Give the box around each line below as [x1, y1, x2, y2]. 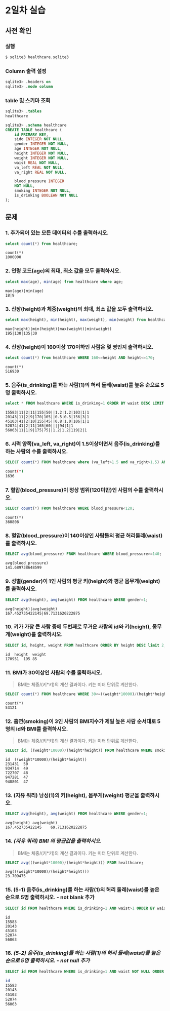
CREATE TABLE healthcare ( [5, 127, 62, 132]
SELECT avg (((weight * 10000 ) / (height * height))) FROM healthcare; [5, 860, 144, 865]
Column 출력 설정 [5, 67, 47, 74]
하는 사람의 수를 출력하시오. [5, 448, 68, 455]
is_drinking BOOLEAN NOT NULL [14, 193, 78, 198]
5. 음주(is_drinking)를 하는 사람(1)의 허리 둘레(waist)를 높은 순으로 [5, 381, 160, 388]
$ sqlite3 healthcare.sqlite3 [5, 54, 69, 60]
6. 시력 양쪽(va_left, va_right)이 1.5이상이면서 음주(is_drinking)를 [5, 440, 160, 448]
